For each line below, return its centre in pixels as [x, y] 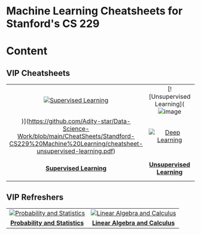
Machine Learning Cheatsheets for [95, 11]
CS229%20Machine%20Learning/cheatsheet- [76, 144]
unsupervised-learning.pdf [75, 151]
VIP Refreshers [35, 197]
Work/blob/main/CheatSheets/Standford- [76, 136]
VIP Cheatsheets [38, 73]
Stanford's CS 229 [53, 24]
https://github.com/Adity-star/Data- [80, 121]
